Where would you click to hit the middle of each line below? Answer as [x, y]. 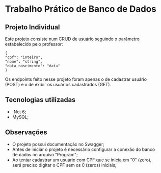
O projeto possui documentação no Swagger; [58, 144]
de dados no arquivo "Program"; [45, 154]
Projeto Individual [33, 27]
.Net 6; [19, 112]
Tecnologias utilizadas [40, 100]
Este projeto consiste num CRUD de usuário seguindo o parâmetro [72, 39]
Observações [26, 133]
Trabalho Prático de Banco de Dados [81, 9]
